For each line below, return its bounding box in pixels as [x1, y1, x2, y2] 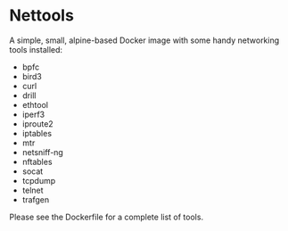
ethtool [21, 99, 49, 110]
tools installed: [9, 44, 63, 54]
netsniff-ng [21, 146, 64, 157]
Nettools [9, 5, 74, 26]
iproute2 [21, 118, 53, 129]
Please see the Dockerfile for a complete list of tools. [9, 211, 203, 222]
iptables [21, 128, 52, 138]
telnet [21, 185, 44, 195]
